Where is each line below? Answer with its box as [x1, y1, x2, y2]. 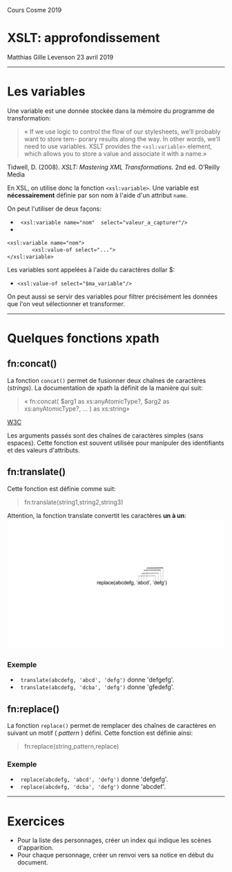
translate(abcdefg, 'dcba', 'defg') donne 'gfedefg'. [20, 683, 175, 691]
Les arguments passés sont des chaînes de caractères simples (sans [7, 431, 204, 439]
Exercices [7, 813, 65, 829]
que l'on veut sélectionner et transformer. [7, 299, 126, 308]
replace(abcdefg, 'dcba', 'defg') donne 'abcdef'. [20, 783, 166, 791]
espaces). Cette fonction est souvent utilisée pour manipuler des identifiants [7, 438, 224, 447]
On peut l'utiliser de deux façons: [7, 204, 101, 213]
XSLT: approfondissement [7, 30, 160, 46]
